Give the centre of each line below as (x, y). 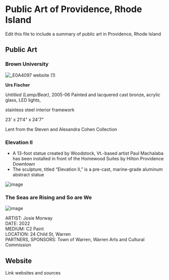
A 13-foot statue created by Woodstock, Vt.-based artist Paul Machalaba (88, 153)
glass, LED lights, (23, 100)
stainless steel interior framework (40, 110)
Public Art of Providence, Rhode (74, 9)
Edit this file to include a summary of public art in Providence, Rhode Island (83, 34)
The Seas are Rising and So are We (49, 197)
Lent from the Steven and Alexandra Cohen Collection (61, 129)
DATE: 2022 (18, 224)
